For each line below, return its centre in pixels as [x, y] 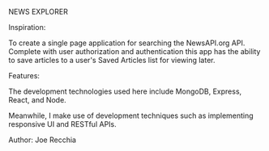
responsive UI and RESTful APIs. [63, 124]
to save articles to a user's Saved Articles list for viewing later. [112, 60]
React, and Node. [37, 100]
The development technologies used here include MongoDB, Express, [125, 91]
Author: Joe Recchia [43, 140]
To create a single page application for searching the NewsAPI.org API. [127, 43]
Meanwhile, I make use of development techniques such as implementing [131, 115]
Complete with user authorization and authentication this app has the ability [134, 51]
